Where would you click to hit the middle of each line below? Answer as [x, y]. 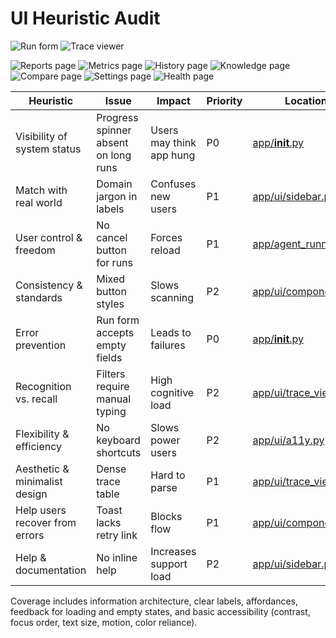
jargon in [117, 196]
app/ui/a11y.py [288, 440]
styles [110, 304]
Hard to [168, 475]
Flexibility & [42, 434]
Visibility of [41, 136]
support [169, 564]
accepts [115, 332]
